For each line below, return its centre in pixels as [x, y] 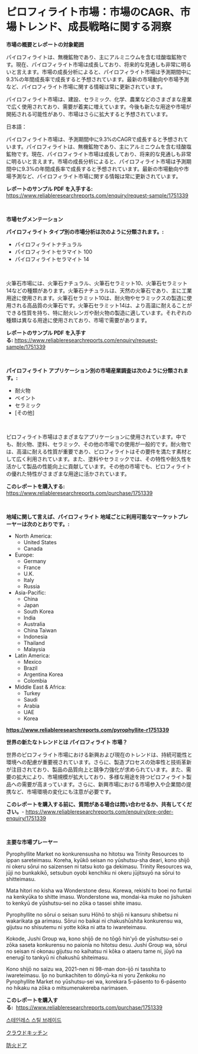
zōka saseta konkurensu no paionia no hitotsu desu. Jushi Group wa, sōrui [97, 944]
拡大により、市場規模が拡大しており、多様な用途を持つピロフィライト [101, 777]
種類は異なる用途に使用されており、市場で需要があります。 [78, 320]
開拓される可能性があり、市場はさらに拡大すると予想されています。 [89, 114]
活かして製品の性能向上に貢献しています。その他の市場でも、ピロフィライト [99, 466]
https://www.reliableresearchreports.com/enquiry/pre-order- [100, 811]
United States [40, 542]
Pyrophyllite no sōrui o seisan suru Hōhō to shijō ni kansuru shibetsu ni [92, 914]
